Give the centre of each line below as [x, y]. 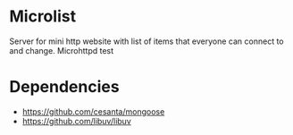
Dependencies [64, 87]
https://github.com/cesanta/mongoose [93, 111]
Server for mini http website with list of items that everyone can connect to [146, 41]
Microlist [43, 17]
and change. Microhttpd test [62, 50]
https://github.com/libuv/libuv [76, 121]
